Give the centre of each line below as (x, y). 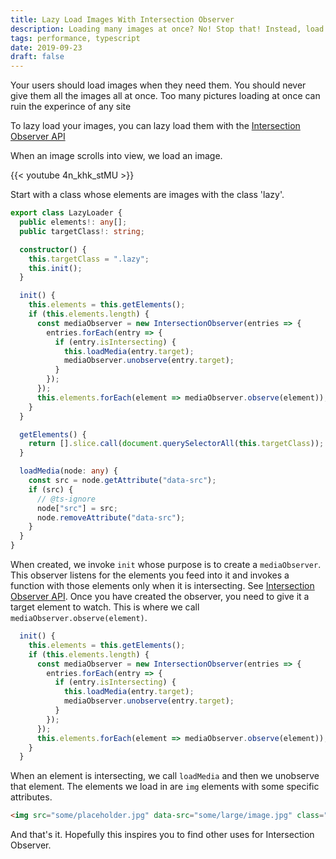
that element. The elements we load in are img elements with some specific (165, 787)
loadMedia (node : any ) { (68, 471)
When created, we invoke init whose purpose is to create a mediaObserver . (166, 564)
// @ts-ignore (66, 499)
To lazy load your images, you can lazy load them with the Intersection (155, 126)
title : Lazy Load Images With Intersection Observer (122, 19)
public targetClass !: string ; (82, 231)
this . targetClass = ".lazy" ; (89, 259)
